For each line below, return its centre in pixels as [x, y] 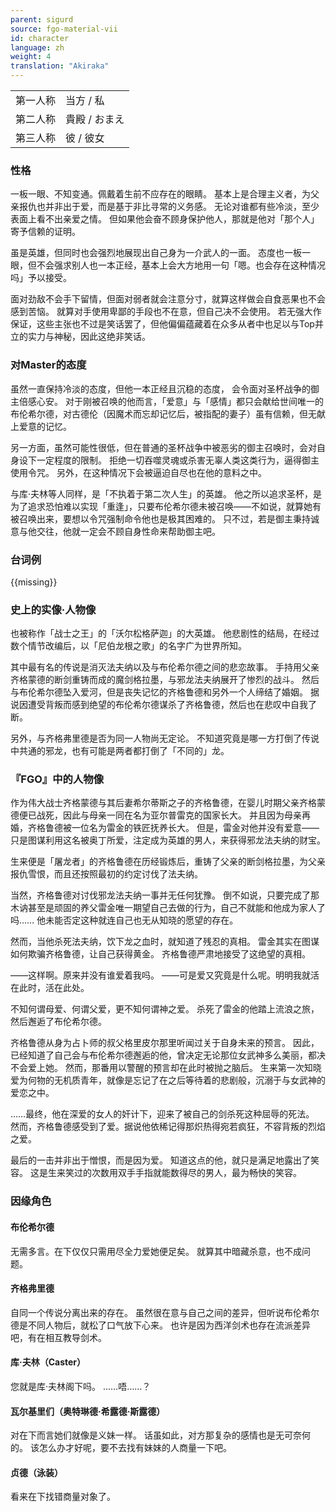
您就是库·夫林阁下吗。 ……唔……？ [81, 1387]
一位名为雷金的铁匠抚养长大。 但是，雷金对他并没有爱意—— [195, 828]
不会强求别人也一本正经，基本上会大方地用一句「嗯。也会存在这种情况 [181, 265]
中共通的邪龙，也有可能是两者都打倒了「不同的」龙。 [120, 751]
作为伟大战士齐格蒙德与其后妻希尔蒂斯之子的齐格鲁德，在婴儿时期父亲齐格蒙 [168, 803]
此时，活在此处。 [54, 988]
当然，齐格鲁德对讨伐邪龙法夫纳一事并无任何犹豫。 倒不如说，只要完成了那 [165, 895]
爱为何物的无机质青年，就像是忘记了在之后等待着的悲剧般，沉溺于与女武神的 [168, 1080]
